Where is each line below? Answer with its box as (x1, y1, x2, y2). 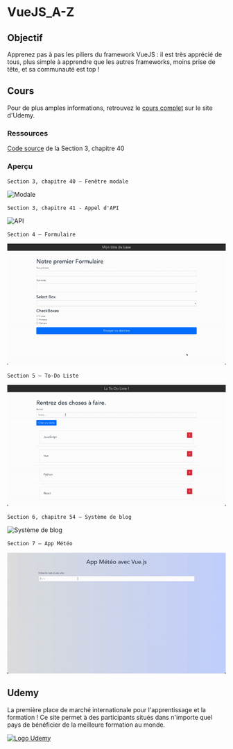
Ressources (7, 128, 49, 138)
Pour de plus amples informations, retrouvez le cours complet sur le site (7, 104, 213, 112)
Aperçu (7, 161, 33, 171)
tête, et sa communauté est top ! (7, 65, 100, 73)
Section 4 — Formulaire (7, 231, 76, 239)
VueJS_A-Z (7, 4, 75, 20)
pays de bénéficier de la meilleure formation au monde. (7, 720, 165, 729)
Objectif (7, 32, 43, 44)
